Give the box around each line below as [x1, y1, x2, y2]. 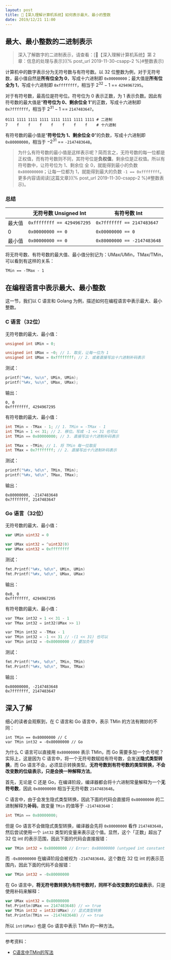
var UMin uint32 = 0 [5, 532, 49, 538]
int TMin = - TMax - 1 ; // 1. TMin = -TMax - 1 [5, 424, 106, 429]
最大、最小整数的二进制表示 [5, 37, 93, 46]
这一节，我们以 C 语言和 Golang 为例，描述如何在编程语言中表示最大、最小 [5, 298, 162, 304]
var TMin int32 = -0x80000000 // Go [5, 739, 83, 744]
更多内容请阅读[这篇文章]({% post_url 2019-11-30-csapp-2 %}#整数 [17, 175, 160, 181]
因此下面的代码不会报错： [18, 862, 72, 868]
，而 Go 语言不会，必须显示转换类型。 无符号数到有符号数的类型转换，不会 [10, 762, 165, 768]
